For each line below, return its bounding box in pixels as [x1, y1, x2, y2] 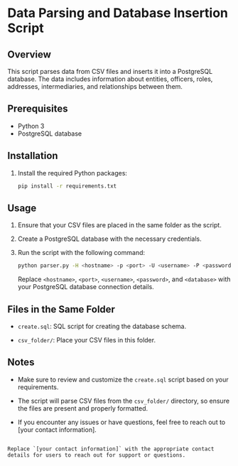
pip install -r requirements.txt [17, 183, 117, 190]
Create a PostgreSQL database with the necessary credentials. [17, 234, 202, 243]
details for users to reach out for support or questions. [7, 451, 186, 459]
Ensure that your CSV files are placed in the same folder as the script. [17, 221, 222, 229]
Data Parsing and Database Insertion [7, 5, 229, 21]
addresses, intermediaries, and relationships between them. [7, 82, 183, 90]
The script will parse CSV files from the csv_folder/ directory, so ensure [17, 396, 229, 405]
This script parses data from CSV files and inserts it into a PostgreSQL [7, 67, 213, 75]
